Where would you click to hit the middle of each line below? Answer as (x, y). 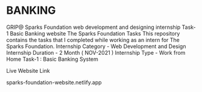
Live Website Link (28, 70)
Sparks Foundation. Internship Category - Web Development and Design (96, 46)
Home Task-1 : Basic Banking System (52, 59)
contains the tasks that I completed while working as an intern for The (93, 40)
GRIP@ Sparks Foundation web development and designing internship (93, 27)
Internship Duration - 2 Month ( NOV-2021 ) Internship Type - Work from (96, 52)
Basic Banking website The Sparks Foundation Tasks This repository (95, 33)
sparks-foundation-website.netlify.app (54, 82)
